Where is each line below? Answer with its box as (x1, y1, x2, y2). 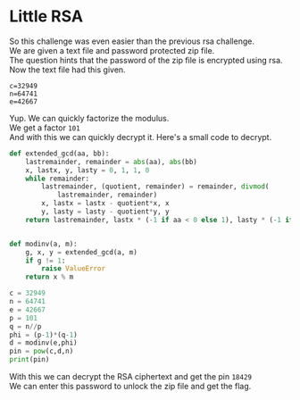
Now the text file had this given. (9, 64, 127, 75)
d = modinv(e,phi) (9, 338, 78, 347)
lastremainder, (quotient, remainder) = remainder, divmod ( (41, 182, 270, 191)
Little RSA (9, 6, 83, 27)
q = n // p (9, 321, 42, 331)
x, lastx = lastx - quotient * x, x (41, 199, 170, 208)
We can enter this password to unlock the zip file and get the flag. (9, 381, 252, 392)
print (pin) (9, 355, 50, 364)
